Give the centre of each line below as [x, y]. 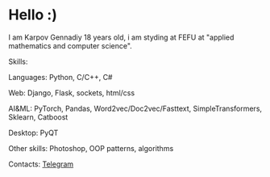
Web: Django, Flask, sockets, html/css [72, 93]
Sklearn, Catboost [38, 117]
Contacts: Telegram [41, 164]
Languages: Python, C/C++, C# [60, 77]
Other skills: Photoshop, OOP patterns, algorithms [91, 148]
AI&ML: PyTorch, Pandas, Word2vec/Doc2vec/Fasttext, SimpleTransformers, [135, 108]
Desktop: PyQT [33, 133]
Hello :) [33, 15]
